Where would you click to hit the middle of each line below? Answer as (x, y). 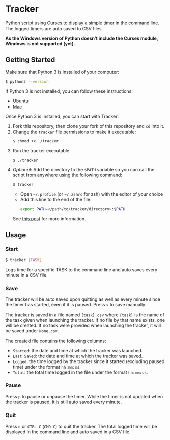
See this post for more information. (49, 219)
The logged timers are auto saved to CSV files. (54, 28)
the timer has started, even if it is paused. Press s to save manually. (76, 304)
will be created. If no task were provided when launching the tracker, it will (83, 325)
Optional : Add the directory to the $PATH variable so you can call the (83, 170)
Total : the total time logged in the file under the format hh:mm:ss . (80, 372)
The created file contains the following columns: (56, 341)
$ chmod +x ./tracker (35, 141)
